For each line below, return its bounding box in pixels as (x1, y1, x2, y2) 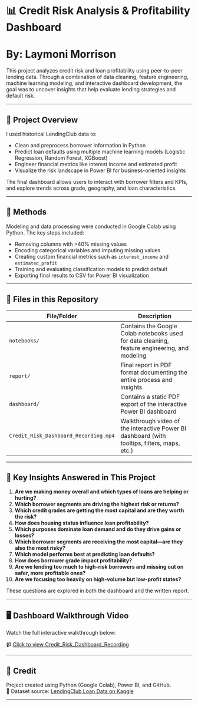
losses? (14, 532, 34, 539)
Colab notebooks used (120, 329, 183, 337)
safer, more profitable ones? (14, 569, 86, 577)
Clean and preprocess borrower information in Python (14, 141, 146, 149)
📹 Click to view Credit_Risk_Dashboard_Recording (6, 641, 130, 648)
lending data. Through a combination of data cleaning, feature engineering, (6, 74, 189, 81)
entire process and (120, 375, 173, 384)
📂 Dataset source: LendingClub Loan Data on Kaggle (6, 688, 134, 695)
